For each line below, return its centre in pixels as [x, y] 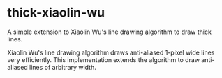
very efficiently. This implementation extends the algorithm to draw [104, 59]
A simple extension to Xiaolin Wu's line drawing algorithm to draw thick [109, 32]
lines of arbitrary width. [62, 67]
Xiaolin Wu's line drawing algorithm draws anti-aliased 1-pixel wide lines [111, 52]
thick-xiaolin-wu [56, 13]
